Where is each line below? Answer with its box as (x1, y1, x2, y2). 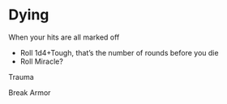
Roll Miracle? (19, 56, 63, 66)
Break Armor (8, 87, 51, 98)
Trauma (8, 72, 34, 81)
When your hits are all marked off (8, 32, 120, 42)
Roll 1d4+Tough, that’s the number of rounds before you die (19, 48, 219, 57)
